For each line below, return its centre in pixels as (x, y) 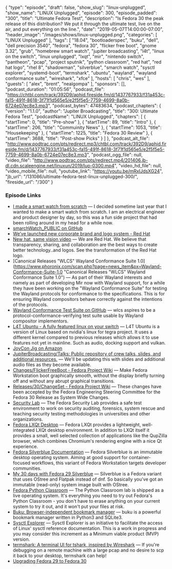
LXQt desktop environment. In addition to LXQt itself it (93, 430)
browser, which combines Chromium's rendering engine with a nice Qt (87, 441)
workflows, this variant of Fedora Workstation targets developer (99, 463)
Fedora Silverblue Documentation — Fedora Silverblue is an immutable (88, 452)
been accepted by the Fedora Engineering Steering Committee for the (87, 392)
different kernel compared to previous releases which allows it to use (86, 337)
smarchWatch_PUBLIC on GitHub (48, 229)
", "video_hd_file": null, (138, 166)
